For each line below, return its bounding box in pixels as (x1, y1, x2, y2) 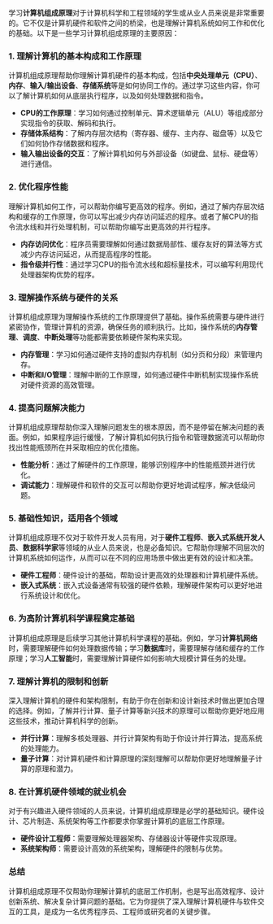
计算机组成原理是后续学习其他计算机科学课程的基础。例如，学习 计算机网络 (8, 633, 258, 643)
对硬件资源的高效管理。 (19, 380, 99, 390)
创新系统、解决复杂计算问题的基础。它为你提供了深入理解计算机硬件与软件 (8, 896, 258, 906)
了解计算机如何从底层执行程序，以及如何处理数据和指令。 (15, 91, 208, 101)
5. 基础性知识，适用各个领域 (8, 512, 118, 524)
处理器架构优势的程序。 (19, 269, 99, 279)
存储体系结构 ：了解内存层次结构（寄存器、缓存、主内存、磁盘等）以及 (19, 129, 256, 138)
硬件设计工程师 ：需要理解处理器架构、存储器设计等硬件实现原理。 (19, 834, 241, 843)
